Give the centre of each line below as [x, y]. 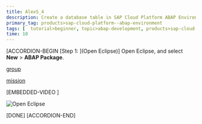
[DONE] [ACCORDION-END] [41, 116]
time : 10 [17, 34]
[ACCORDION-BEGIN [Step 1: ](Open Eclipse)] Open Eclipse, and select [95, 51]
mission [16, 81]
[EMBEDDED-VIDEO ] [32, 92]
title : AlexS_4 [25, 12]
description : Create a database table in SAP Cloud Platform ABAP [91, 17]
